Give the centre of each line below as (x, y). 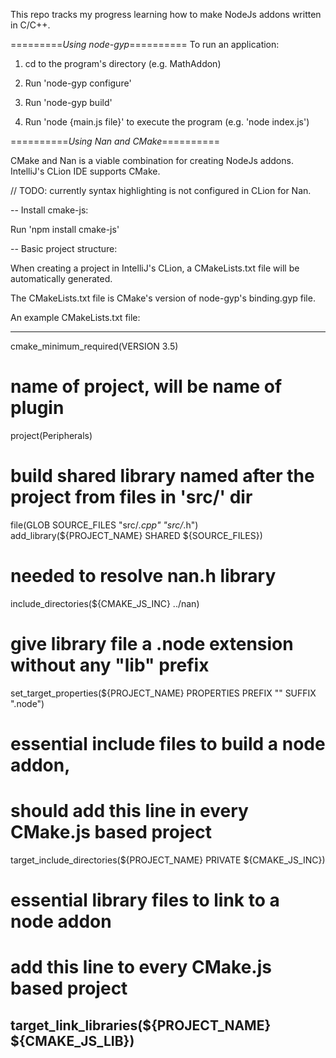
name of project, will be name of (146, 386)
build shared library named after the (162, 476)
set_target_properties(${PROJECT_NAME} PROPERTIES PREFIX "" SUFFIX (163, 693)
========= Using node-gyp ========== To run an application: (145, 44)
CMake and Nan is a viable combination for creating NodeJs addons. (152, 160)
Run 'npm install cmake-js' (65, 229)
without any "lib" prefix (110, 665)
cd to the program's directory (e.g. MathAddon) (123, 63)
